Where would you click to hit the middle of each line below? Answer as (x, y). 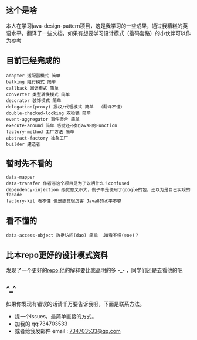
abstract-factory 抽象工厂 (37, 138)
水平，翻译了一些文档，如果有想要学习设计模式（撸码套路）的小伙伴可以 (98, 33)
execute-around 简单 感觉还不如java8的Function (62, 125)
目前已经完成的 (33, 61)
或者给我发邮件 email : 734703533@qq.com (68, 331)
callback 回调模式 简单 (32, 88)
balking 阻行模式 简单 (31, 82)
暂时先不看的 (29, 164)
